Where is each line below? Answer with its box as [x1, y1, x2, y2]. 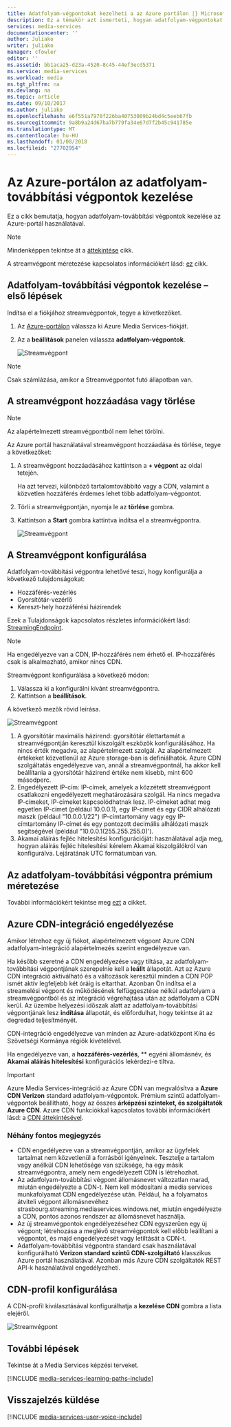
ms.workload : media [7, 74, 63, 81]
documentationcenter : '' [7, 29, 78, 37]
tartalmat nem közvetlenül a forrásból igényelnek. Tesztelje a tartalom [16, 1154, 214, 1162]
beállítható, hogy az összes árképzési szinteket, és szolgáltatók [38, 1099, 223, 1107]
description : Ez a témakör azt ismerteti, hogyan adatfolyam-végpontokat [7, 17, 223, 23]
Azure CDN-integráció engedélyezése [7, 918, 174, 930]
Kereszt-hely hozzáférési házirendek [16, 603, 122, 611]
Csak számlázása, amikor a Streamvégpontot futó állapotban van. [7, 375, 193, 384]
